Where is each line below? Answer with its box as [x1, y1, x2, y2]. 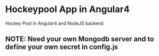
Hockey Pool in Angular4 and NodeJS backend [5, 20, 104, 26]
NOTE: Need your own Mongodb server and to [5, 35, 154, 43]
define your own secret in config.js [5, 43, 118, 51]
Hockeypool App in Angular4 [5, 4, 130, 15]
